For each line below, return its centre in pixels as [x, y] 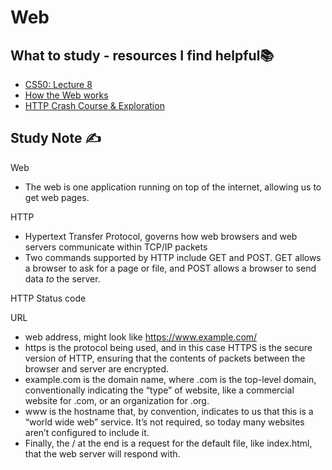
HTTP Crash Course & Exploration [94, 105]
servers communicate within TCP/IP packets [116, 247]
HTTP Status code [48, 298]
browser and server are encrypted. [96, 368]
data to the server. [62, 278]
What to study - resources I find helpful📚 [142, 55]
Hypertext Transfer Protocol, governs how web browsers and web [161, 236]
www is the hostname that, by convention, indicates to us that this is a [169, 411]
